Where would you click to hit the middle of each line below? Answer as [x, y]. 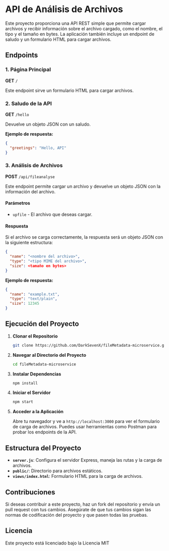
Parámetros [18, 203]
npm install [25, 383]
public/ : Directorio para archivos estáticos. [57, 471]
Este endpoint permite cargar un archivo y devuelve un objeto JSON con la [83, 186]
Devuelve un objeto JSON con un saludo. [48, 124]
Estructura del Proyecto [43, 448]
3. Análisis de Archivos [34, 166]
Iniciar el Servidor [32, 393]
